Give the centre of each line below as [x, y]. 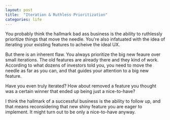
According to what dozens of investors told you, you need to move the [79, 65]
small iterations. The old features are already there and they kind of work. [82, 60]
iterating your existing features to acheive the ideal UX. [63, 45]
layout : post [19, 10]
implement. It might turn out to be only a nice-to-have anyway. [71, 112]
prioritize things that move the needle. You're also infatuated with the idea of [85, 39]
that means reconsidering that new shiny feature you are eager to [74, 107]
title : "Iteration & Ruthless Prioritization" [57, 15]
